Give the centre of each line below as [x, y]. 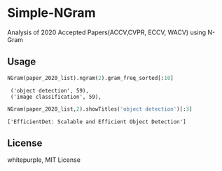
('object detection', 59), [50, 90]
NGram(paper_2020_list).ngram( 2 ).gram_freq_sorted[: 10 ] [90, 78]
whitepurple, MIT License [44, 160]
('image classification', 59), [56, 97]
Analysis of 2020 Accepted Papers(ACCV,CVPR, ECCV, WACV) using [107, 32]
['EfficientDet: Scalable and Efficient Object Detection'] [97, 122]
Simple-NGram [51, 13]
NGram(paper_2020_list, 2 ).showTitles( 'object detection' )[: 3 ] [100, 109]
